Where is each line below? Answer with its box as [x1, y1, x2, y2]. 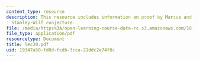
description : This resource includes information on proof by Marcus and [6, 14, 192, 20]
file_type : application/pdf [6, 31, 76, 37]
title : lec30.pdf [6, 42, 49, 48]
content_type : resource [6, 8, 65, 15]
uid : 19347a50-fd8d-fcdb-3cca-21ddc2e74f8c [6, 47, 115, 53]
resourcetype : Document [6, 36, 65, 42]
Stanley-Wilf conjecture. [11, 19, 76, 25]
